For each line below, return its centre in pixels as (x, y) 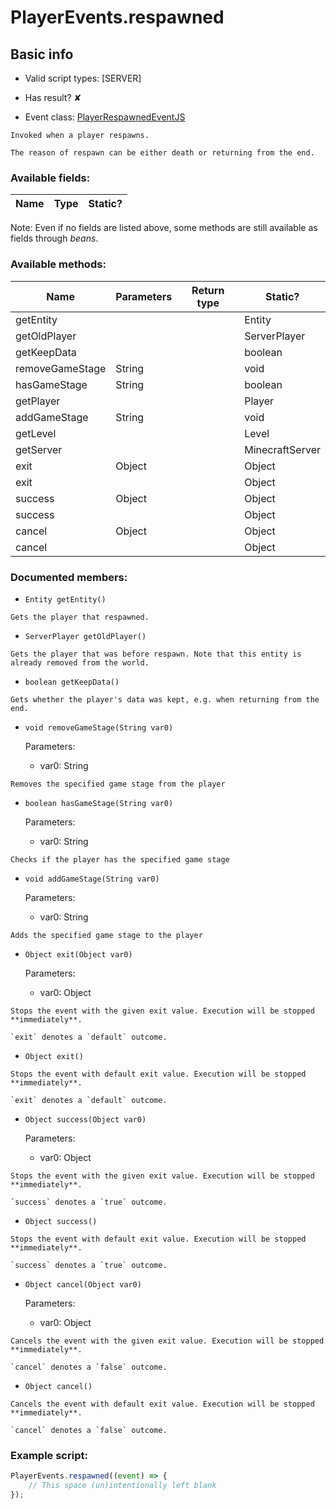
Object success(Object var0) (85, 1119)
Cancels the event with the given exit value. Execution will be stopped (167, 1341)
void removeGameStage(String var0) (99, 727)
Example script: (49, 1455)
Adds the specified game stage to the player (106, 935)
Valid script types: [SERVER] (83, 78)
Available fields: (50, 178)
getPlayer (38, 401)
